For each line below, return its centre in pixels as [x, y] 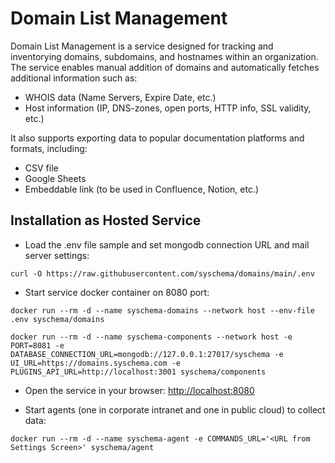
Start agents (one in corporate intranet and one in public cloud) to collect [175, 409]
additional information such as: [74, 78]
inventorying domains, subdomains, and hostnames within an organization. [164, 56]
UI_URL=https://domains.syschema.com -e [96, 363]
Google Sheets [55, 178]
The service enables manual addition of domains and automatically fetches [165, 67]
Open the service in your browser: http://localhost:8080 [139, 390]
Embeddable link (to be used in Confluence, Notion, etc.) [142, 189]
